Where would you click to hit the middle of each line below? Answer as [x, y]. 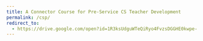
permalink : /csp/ [28, 17]
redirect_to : [23, 23]
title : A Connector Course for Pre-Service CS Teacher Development [94, 12]
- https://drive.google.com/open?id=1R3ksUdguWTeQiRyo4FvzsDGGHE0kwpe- [105, 29]
